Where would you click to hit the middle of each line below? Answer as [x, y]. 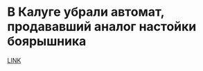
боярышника [47, 41]
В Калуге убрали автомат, [86, 12]
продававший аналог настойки [102, 27]
